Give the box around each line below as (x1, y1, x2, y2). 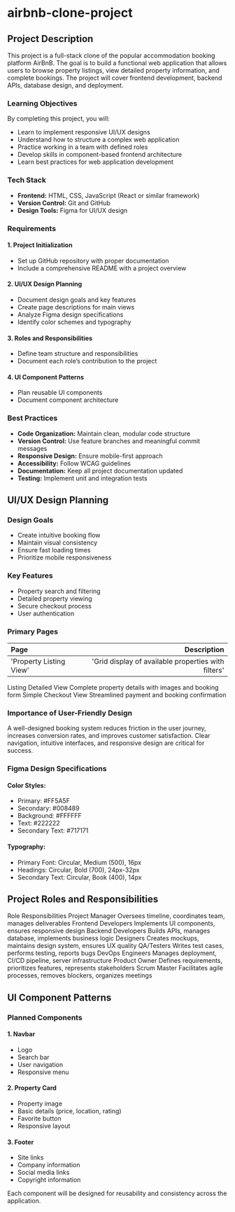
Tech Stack (7, 175, 47, 185)
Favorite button (17, 1115, 62, 1123)
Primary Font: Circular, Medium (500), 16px (17, 858, 142, 866)
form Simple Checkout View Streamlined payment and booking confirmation (7, 690, 227, 699)
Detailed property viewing (17, 594, 92, 603)
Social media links (17, 1168, 70, 1177)
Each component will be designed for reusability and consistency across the (7, 1189, 227, 1198)
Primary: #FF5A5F (17, 797, 70, 805)
